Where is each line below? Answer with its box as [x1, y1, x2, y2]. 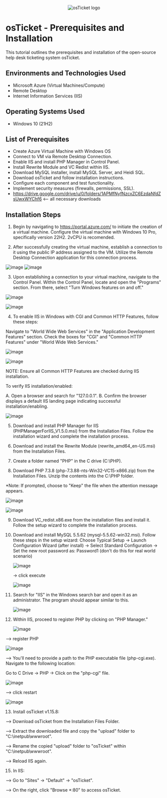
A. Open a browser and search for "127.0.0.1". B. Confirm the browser [5, 393, 147, 399]
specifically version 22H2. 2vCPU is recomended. [12, 235, 115, 241]
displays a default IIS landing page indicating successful [5, 398, 121, 404]
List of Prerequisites [5, 135, 70, 143]
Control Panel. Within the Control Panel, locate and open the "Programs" [12, 279, 162, 285]
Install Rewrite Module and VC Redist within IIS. [12, 164, 110, 170]
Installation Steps [5, 210, 61, 219]
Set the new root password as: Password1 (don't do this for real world [12, 548, 156, 554]
